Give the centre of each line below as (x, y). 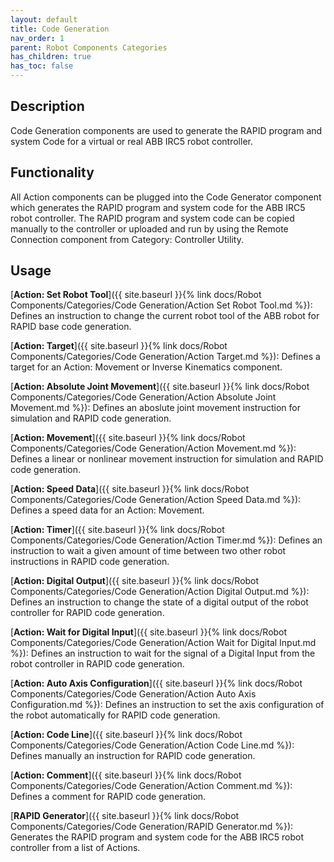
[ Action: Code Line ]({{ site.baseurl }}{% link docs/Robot (126, 735)
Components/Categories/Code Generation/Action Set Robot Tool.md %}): (161, 305)
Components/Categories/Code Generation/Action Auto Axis (133, 694)
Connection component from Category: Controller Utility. (127, 239)
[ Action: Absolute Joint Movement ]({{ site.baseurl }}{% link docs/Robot (160, 387)
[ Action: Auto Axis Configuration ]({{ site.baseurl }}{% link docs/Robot (156, 683)
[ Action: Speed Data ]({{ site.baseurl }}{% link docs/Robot (130, 489)
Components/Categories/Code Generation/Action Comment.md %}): (151, 786)
